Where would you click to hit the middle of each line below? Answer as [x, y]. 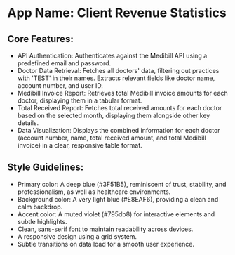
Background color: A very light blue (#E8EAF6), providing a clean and [118, 199]
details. [28, 123]
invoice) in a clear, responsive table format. [80, 145]
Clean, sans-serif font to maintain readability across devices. [105, 229]
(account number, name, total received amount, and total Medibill [112, 138]
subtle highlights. [42, 221]
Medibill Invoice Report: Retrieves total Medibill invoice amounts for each [122, 93]
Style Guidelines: [46, 168]
